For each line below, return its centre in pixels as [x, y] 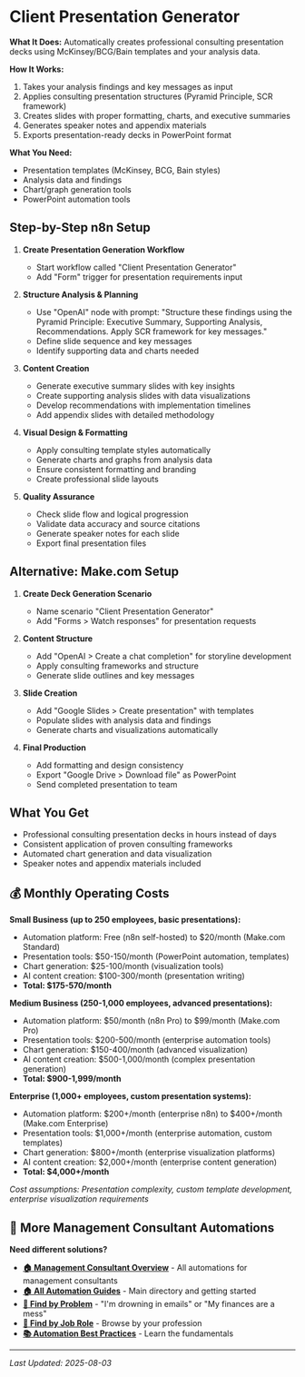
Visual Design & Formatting [75, 432]
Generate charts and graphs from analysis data [124, 460]
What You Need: [41, 153]
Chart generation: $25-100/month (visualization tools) [123, 966]
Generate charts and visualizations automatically [127, 729]
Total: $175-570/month [67, 986]
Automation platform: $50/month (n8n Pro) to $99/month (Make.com [151, 1021]
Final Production [54, 748]
